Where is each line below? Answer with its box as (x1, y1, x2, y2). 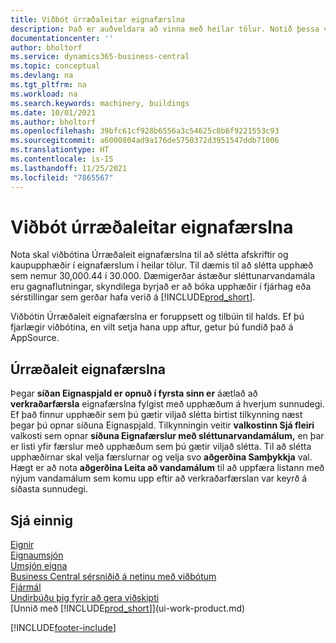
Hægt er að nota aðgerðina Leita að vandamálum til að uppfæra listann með (10, 462, 325, 474)
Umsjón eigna (10, 560, 68, 572)
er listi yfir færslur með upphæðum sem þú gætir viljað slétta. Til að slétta (10, 441, 312, 453)
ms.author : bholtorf (10, 117, 97, 127)
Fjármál (10, 581, 42, 593)
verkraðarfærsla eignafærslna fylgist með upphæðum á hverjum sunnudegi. (10, 398, 325, 410)
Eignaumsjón (10, 549, 64, 561)
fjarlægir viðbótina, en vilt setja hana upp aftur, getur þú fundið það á (10, 321, 294, 333)
